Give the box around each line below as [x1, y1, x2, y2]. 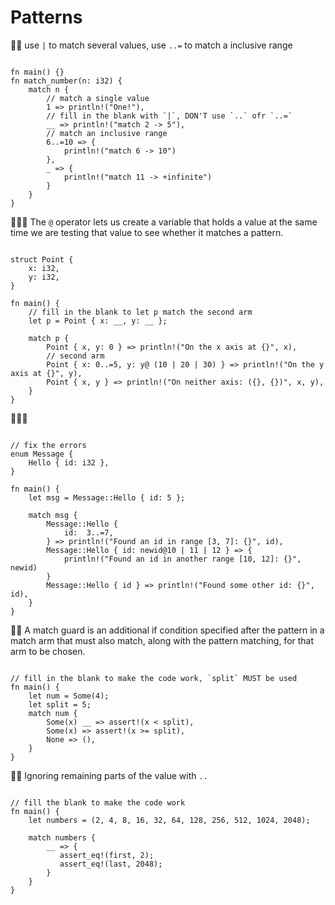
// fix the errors [10, 440, 87, 450]
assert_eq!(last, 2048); [59, 859, 163, 869]
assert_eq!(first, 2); [59, 850, 155, 860]
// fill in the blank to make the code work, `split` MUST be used [10, 673, 298, 683]
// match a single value [46, 93, 150, 103]
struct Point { [10, 254, 74, 265]
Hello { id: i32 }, [28, 457, 110, 468]
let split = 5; [28, 699, 92, 710]
